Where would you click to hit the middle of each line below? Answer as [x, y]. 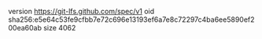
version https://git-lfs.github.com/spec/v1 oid [81, 11]
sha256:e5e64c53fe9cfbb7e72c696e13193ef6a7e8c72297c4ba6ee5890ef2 [131, 19]
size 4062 [59, 28]
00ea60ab [25, 28]
